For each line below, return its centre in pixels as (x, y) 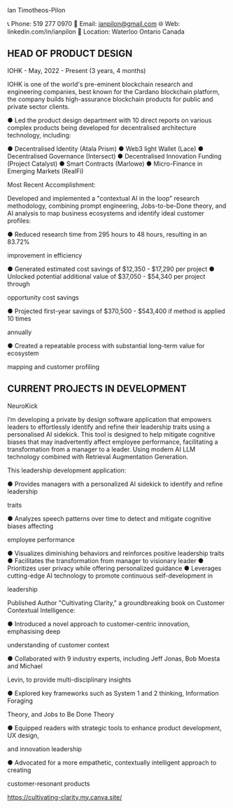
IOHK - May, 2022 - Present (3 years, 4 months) (77, 70)
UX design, (23, 735)
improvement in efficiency (45, 255)
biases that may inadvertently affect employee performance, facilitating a (113, 442)
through (19, 284)
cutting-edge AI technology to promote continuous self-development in (110, 576)
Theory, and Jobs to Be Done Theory (61, 714)
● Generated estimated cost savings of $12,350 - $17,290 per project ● (111, 269)
